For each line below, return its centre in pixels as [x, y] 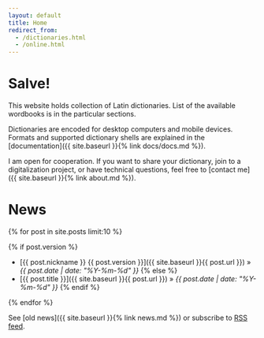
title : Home [28, 23]
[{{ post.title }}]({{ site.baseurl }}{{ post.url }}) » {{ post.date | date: [128, 279]
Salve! [29, 84]
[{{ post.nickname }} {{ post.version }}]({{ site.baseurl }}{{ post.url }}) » [135, 262]
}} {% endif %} [76, 287]
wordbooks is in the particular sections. [72, 114]
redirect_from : [33, 30]
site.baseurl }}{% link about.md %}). [77, 178]
